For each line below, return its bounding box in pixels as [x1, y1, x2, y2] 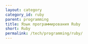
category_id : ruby [5, 12, 44, 17]
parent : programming [5, 17, 49, 22]
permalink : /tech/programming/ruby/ [5, 31, 83, 36]
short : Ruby [5, 26, 31, 31]
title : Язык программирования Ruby [5, 21, 81, 27]
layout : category [5, 7, 42, 13]
